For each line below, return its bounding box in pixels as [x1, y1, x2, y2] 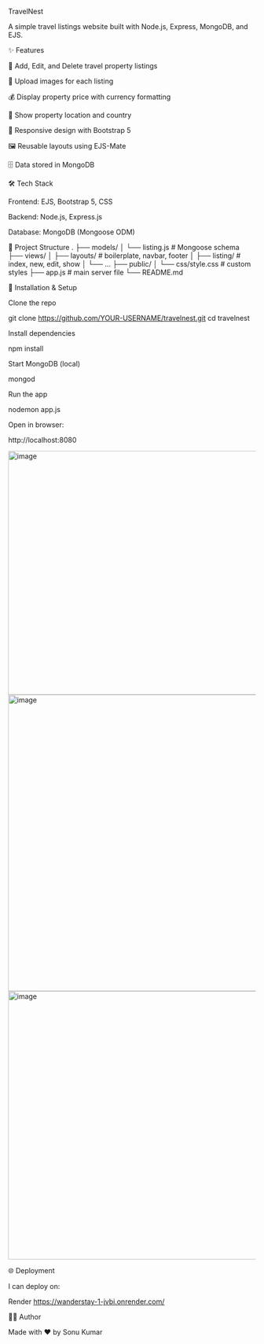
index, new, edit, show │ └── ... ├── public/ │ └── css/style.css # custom [8, 260, 251, 268]
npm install [8, 344, 44, 353]
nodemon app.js [8, 405, 61, 414]
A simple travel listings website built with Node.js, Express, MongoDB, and [8, 22, 249, 31]
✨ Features [8, 46, 45, 54]
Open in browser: [8, 420, 64, 429]
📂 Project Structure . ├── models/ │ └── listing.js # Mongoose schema [8, 243, 240, 252]
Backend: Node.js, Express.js [8, 212, 103, 221]
